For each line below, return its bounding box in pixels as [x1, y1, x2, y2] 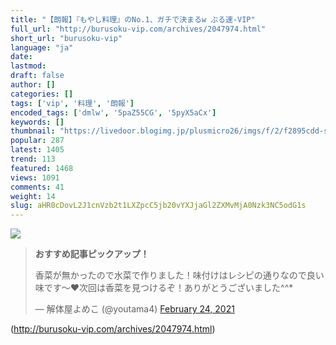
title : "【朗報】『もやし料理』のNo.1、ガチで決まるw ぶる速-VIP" [10, 14, 256, 25]
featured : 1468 [10, 163, 74, 173]
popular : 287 [10, 136, 65, 146]
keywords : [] [10, 117, 65, 127]
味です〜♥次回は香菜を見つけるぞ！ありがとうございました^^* [34, 282, 294, 294]
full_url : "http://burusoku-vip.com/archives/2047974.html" [10, 24, 267, 34]
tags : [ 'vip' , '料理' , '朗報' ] [10, 98, 135, 108]
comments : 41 [10, 182, 65, 192]
